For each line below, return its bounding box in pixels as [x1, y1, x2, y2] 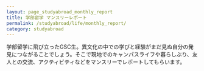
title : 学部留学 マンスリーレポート [6, 15, 87, 21]
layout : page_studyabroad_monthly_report [6, 8, 113, 15]
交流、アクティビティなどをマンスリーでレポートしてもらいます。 [22, 58, 186, 66]
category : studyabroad [6, 25, 64, 32]
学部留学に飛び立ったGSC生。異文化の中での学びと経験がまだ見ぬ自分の [6, 43, 189, 50]
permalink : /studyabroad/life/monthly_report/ [6, 20, 127, 26]
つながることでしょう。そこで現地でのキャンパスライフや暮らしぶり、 [16, 51, 193, 58]
